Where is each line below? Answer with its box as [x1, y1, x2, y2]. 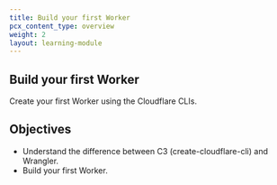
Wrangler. [22, 155, 59, 166]
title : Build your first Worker [9, 13, 130, 23]
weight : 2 [9, 30, 47, 39]
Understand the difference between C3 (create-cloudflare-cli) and [22, 145, 268, 156]
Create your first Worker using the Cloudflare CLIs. [9, 96, 198, 106]
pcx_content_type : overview [9, 22, 115, 31]
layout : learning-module [9, 38, 103, 48]
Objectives [9, 122, 72, 137]
